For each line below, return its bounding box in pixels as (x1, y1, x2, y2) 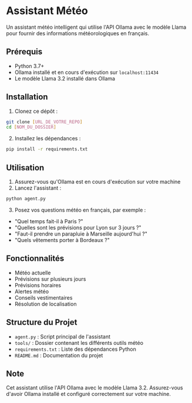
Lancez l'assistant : (14, 184, 62, 192)
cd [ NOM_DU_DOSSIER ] (6, 125, 57, 130)
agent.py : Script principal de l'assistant (14, 333, 110, 340)
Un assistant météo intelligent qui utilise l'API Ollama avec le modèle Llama (6, 23, 187, 31)
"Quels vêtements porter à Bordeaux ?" (14, 236, 110, 243)
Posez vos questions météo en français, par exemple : (14, 206, 146, 213)
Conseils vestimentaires (14, 294, 73, 301)
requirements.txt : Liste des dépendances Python (14, 345, 137, 352)
